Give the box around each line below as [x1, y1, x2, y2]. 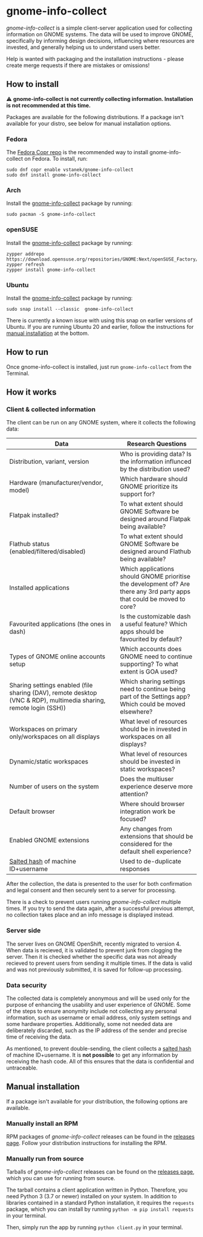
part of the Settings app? [120, 692, 190, 701]
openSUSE [6, 226, 38, 234]
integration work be [120, 807, 175, 816]
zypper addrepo [6, 251, 45, 257]
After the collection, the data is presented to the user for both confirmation [6, 880, 192, 888]
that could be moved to [120, 595, 185, 603]
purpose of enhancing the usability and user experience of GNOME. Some [6, 1001, 192, 1008]
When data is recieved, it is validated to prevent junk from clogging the [6, 946, 182, 953]
